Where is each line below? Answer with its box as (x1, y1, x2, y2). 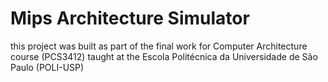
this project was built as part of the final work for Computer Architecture (10, 40, 308, 52)
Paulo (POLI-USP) (10, 61, 85, 73)
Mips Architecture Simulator (10, 7, 250, 30)
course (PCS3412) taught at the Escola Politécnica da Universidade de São (10, 50, 318, 62)
